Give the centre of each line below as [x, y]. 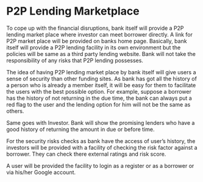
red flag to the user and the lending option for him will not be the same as [98, 104]
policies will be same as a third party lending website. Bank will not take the [101, 54]
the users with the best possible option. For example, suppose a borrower [99, 91]
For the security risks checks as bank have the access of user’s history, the [101, 141]
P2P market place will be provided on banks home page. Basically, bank [97, 41]
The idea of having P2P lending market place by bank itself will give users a [101, 72]
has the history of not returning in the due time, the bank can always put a [99, 98]
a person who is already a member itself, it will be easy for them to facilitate [101, 85]
